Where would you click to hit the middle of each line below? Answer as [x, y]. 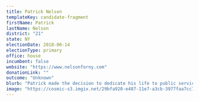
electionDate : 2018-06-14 [38, 45]
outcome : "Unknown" [30, 78]
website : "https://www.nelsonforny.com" [57, 67]
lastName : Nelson [28, 28]
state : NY [18, 39]
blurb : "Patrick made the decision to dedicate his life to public [91, 84]
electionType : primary [34, 50]
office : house [24, 56]
